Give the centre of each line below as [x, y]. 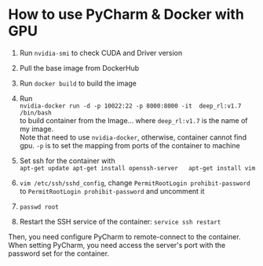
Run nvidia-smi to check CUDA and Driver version [101, 53]
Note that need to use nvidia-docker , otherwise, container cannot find [133, 137]
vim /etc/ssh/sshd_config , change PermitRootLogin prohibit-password [135, 183]
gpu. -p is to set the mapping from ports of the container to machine [130, 145]
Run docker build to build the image [78, 83]
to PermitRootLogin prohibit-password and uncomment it [112, 191]
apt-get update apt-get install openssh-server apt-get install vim [137, 168]
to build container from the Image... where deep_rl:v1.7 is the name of [133, 120]
